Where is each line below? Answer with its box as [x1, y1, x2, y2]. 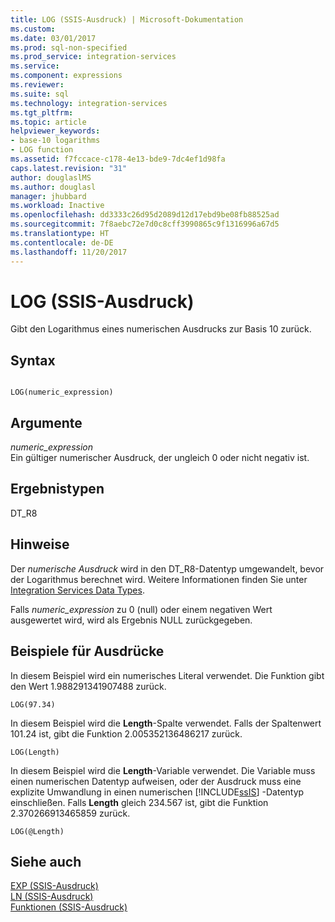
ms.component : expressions [10, 71, 123, 81]
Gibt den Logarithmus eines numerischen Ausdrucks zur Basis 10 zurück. [10, 323, 312, 335]
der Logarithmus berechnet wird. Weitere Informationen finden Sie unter [10, 573, 308, 585]
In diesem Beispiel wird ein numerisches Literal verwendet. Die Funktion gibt [10, 669, 325, 681]
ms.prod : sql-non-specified [10, 42, 128, 53]
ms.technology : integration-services [10, 98, 168, 108]
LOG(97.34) [10, 699, 56, 710]
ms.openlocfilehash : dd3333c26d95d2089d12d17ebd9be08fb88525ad [10, 210, 280, 220]
